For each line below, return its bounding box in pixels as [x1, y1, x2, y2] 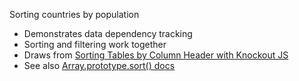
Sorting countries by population [9, 9, 140, 20]
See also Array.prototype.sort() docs [23, 60, 176, 71]
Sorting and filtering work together [23, 39, 167, 50]
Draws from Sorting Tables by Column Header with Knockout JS [23, 49, 289, 61]
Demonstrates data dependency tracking [23, 28, 193, 39]
